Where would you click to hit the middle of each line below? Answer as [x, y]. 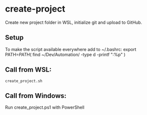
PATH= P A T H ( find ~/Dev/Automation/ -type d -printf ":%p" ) [65, 54]
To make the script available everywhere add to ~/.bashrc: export [71, 49]
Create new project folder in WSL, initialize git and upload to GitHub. [74, 22]
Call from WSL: [28, 70]
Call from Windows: [36, 96]
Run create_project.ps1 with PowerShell [45, 107]
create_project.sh [24, 81]
